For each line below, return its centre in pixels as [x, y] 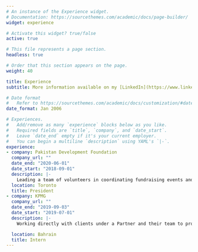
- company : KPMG [26, 196]
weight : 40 [19, 71]
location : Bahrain [34, 234]
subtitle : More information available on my [62, 87]
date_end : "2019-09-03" [40, 207]
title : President [33, 191]
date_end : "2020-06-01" [40, 163]
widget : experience [30, 22]
